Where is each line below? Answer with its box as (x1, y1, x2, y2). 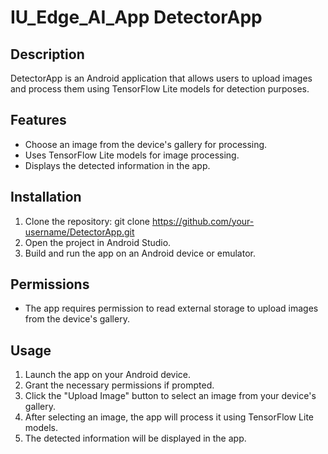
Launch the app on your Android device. (24, 369, 192, 381)
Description (10, 46, 85, 63)
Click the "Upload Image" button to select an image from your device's (24, 390, 317, 402)
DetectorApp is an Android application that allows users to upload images (10, 72, 313, 84)
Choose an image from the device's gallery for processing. (24, 138, 268, 150)
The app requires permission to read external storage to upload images (24, 302, 319, 315)
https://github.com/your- (151, 215, 255, 227)
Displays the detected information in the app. (24, 159, 211, 171)
